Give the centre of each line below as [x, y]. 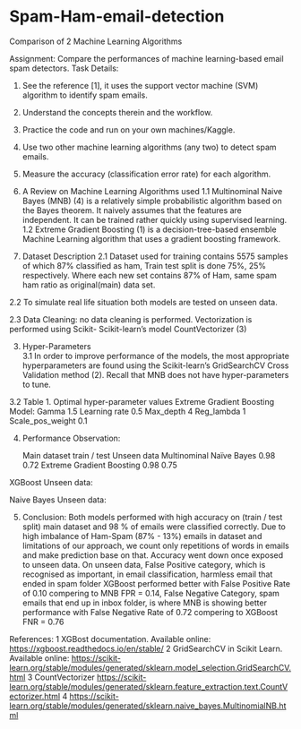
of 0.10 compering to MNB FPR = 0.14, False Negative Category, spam [151, 593]
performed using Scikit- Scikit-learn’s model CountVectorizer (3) [128, 329]
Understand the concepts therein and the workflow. [117, 112]
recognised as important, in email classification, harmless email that [147, 574]
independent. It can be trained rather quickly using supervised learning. [155, 219]
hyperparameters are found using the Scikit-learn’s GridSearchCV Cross [155, 365]
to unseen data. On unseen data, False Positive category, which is [144, 564]
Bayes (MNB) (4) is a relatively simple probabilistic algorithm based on [152, 201]
